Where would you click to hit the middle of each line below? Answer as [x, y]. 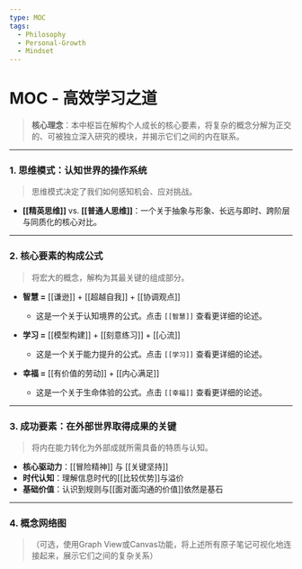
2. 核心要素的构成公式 [56, 256]
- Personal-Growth [52, 43]
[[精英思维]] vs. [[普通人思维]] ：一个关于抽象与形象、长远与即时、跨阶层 [156, 211]
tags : [19, 26]
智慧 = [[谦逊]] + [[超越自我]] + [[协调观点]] [102, 296]
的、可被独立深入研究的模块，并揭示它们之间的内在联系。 [138, 137]
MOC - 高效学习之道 [83, 99]
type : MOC [28, 18]
